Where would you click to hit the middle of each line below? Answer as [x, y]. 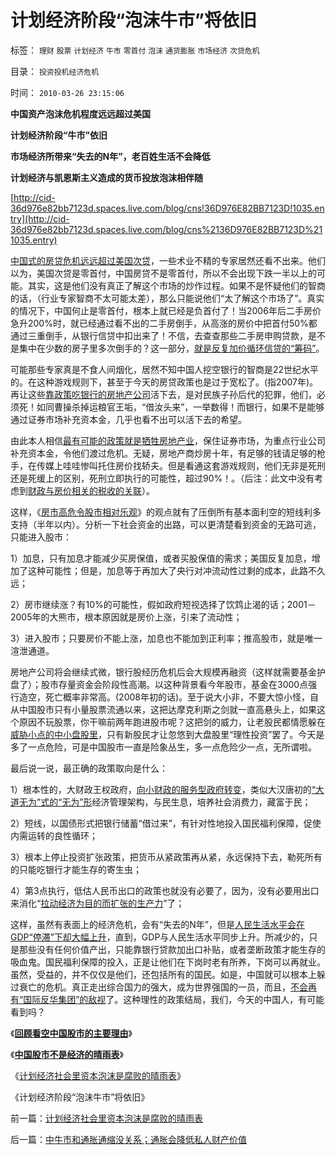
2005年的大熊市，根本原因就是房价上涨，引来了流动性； [126, 617]
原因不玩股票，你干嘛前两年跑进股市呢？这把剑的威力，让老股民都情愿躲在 [172, 722]
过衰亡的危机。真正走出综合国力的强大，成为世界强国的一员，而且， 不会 [159, 987]
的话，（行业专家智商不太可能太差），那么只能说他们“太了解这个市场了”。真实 [167, 298]
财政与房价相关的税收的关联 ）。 [91, 490]
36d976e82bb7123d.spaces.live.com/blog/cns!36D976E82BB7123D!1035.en [167, 208]
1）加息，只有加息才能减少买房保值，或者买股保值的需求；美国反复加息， [161, 558]
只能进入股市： [41, 537]
